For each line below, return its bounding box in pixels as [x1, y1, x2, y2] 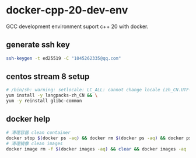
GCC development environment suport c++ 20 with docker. [6, 23, 149, 30]
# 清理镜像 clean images [6, 140, 63, 146]
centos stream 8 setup [6, 71, 90, 82]
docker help [6, 114, 51, 124]
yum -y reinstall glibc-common [6, 98, 82, 104]
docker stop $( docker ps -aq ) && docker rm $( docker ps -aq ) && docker [6, 135, 184, 141]
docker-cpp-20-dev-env [6, 4, 128, 17]
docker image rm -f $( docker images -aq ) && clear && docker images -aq [6, 146, 187, 152]
